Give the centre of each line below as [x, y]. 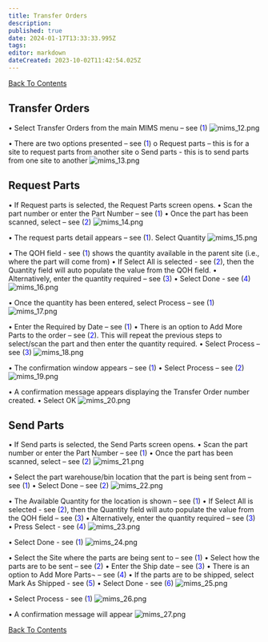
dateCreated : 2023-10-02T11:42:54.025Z [75, 61]
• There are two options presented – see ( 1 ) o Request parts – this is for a [129, 143]
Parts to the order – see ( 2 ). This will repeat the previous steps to [115, 335]
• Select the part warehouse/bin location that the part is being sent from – [130, 477]
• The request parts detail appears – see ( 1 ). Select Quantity [107, 237]
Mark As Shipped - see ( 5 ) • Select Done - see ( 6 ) [91, 583]
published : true [35, 30]
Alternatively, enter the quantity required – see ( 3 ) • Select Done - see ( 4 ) [130, 278]
